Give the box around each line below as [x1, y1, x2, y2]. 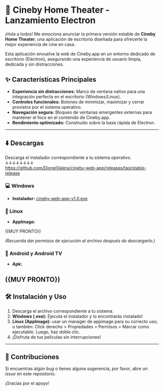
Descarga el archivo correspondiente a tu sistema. [12, 308, 114, 314]
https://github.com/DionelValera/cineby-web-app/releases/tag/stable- [5, 165, 146, 171]
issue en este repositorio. [5, 371, 56, 377]
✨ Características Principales [5, 75, 97, 84]
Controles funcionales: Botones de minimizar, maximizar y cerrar [12, 99, 145, 105]
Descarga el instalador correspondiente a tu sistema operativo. [5, 154, 132, 161]
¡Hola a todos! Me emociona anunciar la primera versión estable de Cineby [5, 31, 156, 37]
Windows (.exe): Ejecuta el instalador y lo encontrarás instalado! [12, 313, 143, 319]
